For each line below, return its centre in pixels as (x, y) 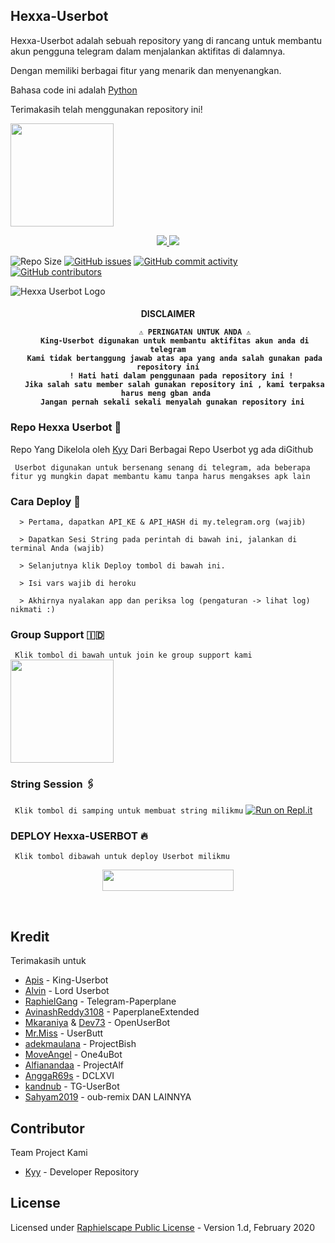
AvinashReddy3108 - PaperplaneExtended (112, 1012)
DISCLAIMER (168, 314)
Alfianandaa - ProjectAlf (74, 1065)
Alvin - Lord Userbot (67, 991)
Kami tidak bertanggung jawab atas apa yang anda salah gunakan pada (174, 359)
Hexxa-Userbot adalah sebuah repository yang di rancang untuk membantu (166, 40)
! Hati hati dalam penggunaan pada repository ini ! (181, 376)
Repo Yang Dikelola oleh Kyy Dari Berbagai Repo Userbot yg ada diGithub (162, 449)
